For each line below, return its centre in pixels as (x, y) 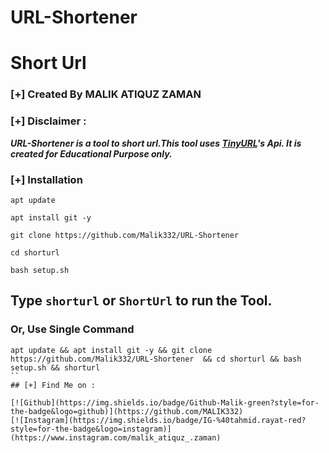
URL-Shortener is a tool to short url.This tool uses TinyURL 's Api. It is (156, 143)
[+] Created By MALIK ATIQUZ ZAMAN (106, 94)
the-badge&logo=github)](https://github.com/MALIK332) (127, 411)
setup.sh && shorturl (55, 367)
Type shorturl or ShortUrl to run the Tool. (141, 301)
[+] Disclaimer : (48, 121)
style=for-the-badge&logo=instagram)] (91, 429)
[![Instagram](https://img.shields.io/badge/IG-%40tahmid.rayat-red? (158, 420)
